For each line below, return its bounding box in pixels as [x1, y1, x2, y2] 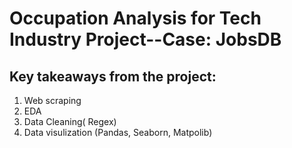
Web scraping [23, 95, 82, 106]
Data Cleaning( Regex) [23, 116, 117, 127]
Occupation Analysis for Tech [9, 7, 262, 30]
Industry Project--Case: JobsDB [9, 28, 282, 51]
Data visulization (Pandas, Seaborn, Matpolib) [23, 127, 213, 138]
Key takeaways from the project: [9, 68, 217, 85]
